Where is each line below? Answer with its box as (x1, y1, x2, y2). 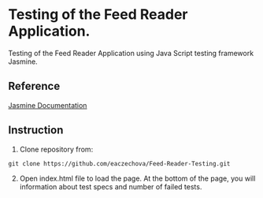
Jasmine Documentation (8, 100, 87, 110)
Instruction (8, 124, 64, 137)
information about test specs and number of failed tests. (19, 181, 202, 191)
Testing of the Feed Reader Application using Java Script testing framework (8, 48, 254, 58)
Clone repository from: (19, 144, 94, 154)
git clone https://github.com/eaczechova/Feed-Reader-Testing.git (8, 159, 231, 167)
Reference (8, 80, 61, 93)
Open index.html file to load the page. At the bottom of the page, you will (19, 174, 256, 183)
